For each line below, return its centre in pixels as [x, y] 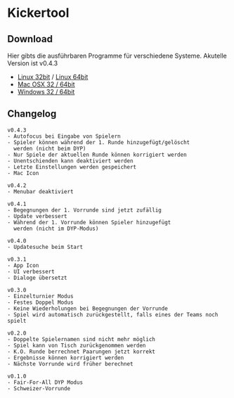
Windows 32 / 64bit [46, 92]
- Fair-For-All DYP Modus [45, 382]
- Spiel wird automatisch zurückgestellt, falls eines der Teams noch [113, 314]
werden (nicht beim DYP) [50, 148]
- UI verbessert [31, 271]
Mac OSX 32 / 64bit [46, 84]
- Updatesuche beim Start [45, 247]
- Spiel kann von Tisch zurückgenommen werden [77, 345]
